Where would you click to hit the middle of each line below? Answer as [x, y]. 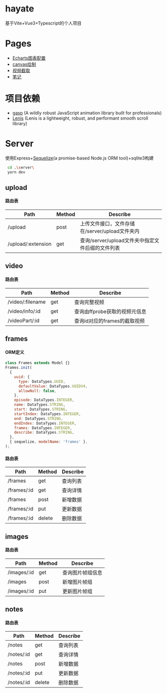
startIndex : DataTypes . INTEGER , [47, 414]
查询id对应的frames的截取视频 [110, 321]
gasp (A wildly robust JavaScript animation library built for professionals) [87, 113]
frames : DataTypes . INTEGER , [43, 428]
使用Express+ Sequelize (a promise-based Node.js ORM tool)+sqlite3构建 [80, 158]
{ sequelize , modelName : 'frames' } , [49, 442]
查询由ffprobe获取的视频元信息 [110, 311]
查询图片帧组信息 [83, 572]
